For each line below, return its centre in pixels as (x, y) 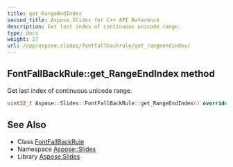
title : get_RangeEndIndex (44, 14)
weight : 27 (23, 39)
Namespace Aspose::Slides (57, 149)
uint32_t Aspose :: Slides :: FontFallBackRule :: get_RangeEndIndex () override (118, 103)
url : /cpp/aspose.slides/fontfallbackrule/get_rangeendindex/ (99, 46)
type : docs (23, 33)
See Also (27, 125)
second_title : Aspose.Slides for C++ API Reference (83, 20)
